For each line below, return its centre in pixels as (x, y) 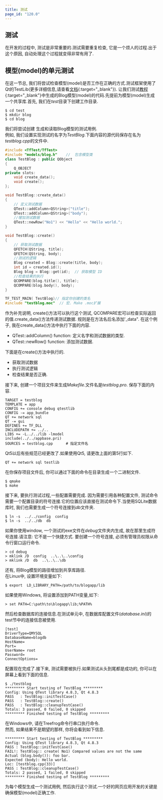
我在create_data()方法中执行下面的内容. (51, 325)
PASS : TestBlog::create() (34, 701)
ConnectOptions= (21, 659)
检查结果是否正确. (30, 375)
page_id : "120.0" (23, 14)
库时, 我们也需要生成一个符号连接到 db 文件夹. (50, 508)
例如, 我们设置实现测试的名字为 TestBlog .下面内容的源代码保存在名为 (73, 135)
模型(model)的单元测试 (40, 70)
